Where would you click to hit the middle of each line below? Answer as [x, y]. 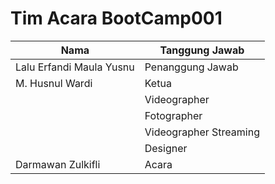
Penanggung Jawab [191, 67]
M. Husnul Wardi [54, 83]
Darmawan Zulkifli [58, 164]
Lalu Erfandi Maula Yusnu [75, 67]
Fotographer [173, 115]
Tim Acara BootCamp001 [116, 18]
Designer [166, 148]
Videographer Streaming [202, 132]
